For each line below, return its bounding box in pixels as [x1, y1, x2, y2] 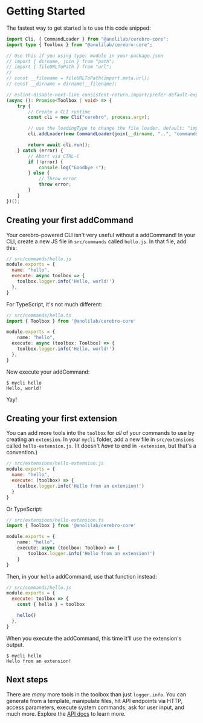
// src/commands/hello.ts [6, 312, 71, 318]
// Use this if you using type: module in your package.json [6, 53, 164, 59]
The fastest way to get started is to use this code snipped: [6, 24, 151, 32]
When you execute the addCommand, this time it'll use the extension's [6, 634, 182, 642]
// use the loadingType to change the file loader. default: [28, 126, 185, 132]
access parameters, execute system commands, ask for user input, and [6, 704, 184, 711]
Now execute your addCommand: [6, 368, 90, 375]
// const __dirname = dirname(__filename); [6, 81, 118, 87]
